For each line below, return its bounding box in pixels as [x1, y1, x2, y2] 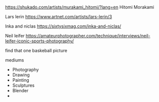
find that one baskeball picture [5, 48, 68, 53]
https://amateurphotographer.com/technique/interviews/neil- [25, 33, 151, 38]
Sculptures [12, 82, 35, 88]
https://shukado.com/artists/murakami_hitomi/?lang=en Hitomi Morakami [5, 4, 155, 10]
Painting [12, 77, 30, 83]
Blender [12, 88, 29, 93]
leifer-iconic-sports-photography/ [5, 38, 74, 44]
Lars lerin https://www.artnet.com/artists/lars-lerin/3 [5, 14, 112, 19]
